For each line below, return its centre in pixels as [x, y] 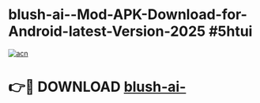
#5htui [230, 31]
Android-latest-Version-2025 [107, 31]
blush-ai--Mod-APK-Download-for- [128, 15]
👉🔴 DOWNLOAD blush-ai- [97, 87]
